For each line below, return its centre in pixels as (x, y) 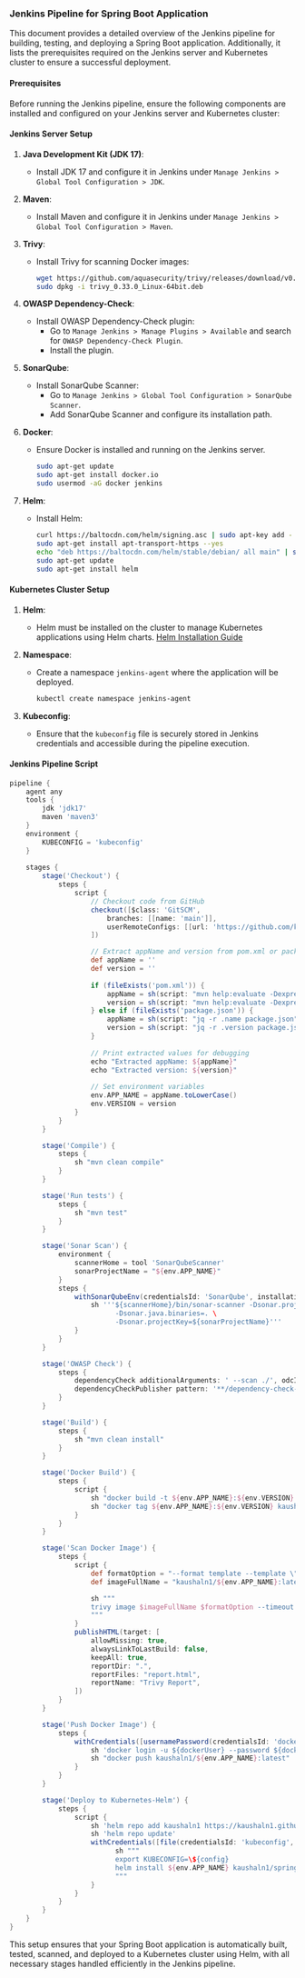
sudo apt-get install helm (87, 569)
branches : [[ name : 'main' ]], (162, 918)
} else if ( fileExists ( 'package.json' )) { (172, 1011)
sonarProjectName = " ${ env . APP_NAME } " (148, 1271)
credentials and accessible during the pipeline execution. (143, 743)
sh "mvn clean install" (119, 1439)
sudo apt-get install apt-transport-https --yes (130, 544)
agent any (44, 792)
